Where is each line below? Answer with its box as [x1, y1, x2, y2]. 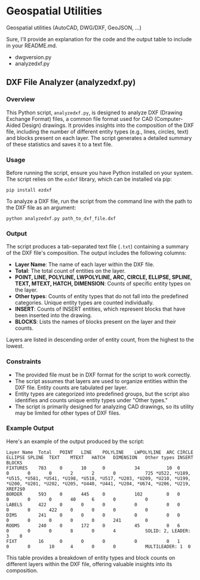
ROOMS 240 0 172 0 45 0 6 [6, 523, 180, 529]
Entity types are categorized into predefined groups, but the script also [14, 390, 190, 397]
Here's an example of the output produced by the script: [6, 438, 144, 445]
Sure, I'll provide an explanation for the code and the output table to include [6, 35, 192, 42]
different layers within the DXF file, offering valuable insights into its [6, 560, 173, 567]
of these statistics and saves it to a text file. [6, 141, 113, 148]
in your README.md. [6, 42, 58, 49]
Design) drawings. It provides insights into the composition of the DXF [21, 122, 194, 129]
